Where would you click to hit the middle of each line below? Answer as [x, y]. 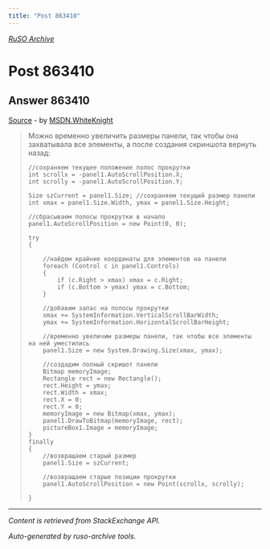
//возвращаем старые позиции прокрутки [110, 477]
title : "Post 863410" [45, 16]
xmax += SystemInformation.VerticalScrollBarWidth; [131, 315]
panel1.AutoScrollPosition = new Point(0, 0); [107, 223]
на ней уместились [59, 343]
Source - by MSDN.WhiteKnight [61, 120]
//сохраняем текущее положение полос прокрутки [109, 167]
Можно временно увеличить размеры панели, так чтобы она [133, 135]
